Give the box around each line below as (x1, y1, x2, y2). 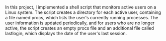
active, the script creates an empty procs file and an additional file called (5, 25, 154, 31)
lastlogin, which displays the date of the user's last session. (5, 31, 127, 36)
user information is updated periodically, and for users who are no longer (5, 20, 155, 26)
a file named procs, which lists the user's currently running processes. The (5, 15, 159, 20)
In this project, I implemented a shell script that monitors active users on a (5, 4, 157, 10)
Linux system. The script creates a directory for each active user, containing (5, 9, 162, 15)
